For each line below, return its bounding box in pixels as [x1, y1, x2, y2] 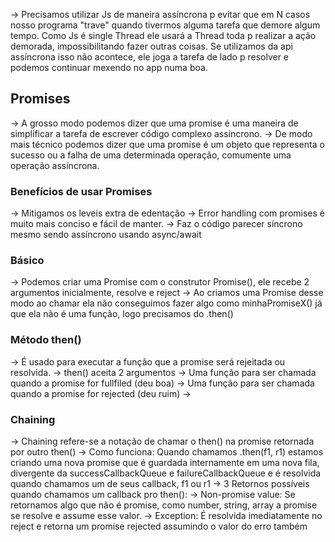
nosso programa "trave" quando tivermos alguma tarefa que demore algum [10, 19, 321, 31]
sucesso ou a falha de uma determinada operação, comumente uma [10, 149, 292, 161]
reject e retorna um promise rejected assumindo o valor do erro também [10, 520, 308, 532]
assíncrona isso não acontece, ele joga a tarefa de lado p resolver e [10, 51, 290, 63]
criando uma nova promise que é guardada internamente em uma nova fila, [10, 457, 320, 468]
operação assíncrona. [10, 159, 100, 171]
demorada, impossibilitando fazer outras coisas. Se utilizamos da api [10, 40, 293, 52]
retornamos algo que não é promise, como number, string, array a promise [10, 499, 318, 511]
